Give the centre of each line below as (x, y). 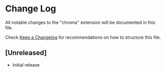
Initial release (26, 65)
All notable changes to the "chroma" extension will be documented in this (80, 22)
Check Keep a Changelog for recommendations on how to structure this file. (83, 37)
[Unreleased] (26, 53)
